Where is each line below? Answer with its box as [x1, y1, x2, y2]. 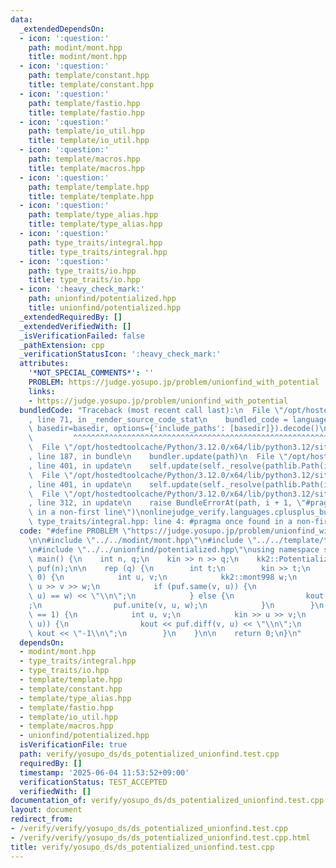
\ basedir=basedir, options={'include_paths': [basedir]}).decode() [28, 424, 320, 434]
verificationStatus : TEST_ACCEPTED [19, 777, 168, 787]
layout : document [10, 805, 83, 815]
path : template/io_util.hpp [28, 126, 145, 136]
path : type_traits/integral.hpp [28, 237, 163, 248]
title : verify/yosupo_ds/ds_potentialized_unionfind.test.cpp [10, 842, 275, 852]
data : [10, 14, 33, 25]
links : [28, 386, 56, 396]
